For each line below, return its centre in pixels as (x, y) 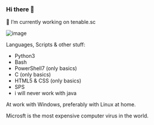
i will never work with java (45, 93)
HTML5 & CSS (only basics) (48, 81)
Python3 (24, 56)
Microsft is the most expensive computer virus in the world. (77, 116)
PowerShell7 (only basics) (46, 68)
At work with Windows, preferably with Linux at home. (71, 105)
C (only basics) (33, 75)
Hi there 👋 (20, 9)
